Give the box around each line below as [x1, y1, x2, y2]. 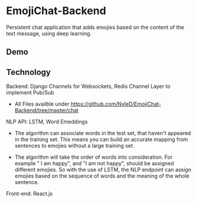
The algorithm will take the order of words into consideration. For [14, 153, 173, 161]
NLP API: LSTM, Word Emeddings [6, 118, 88, 125]
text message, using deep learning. [6, 30, 92, 37]
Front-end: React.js [6, 190, 53, 197]
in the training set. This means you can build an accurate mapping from [14, 136, 188, 143]
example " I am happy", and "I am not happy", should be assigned [14, 160, 174, 167]
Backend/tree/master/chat [14, 107, 78, 114]
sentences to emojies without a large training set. [14, 142, 134, 149]
